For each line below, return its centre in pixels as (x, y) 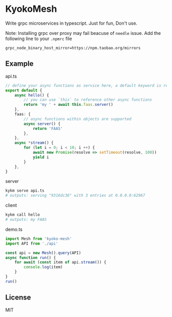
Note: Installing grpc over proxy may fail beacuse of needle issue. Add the (83, 33)
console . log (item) (43, 267)
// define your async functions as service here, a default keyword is (83, 85)
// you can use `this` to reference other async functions (88, 100)
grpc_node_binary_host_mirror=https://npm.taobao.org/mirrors (73, 48)
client (11, 206)
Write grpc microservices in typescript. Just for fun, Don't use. (71, 23)
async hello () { (32, 95)
